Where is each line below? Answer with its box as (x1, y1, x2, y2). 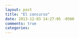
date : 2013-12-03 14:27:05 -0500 (5, 16, 75, 21)
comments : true (5, 21, 37, 26)
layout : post (5, 7, 32, 12)
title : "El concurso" (5, 12, 50, 17)
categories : (5, 26, 30, 31)
